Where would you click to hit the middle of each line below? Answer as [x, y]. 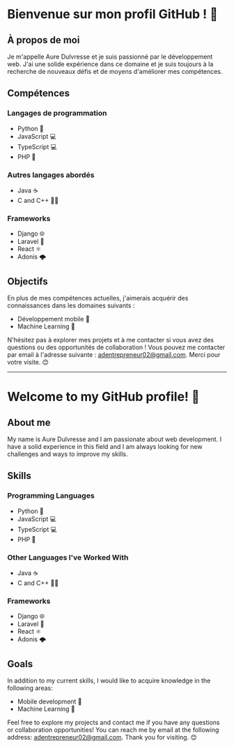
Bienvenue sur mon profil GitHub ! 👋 [112, 14]
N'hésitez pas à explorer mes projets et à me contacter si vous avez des [111, 340]
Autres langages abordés [51, 175]
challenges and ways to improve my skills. [68, 454]
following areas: [30, 688]
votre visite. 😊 [28, 362]
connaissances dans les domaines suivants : [71, 305]
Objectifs [28, 281]
